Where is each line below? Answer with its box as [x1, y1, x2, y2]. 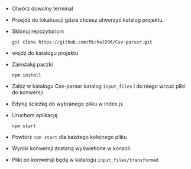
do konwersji [11, 89, 43, 96]
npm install [11, 72, 41, 78]
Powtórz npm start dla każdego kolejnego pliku [11, 134, 127, 140]
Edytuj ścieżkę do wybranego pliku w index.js [11, 100, 123, 107]
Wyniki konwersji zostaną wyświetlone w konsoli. [11, 145, 132, 152]
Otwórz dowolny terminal [11, 5, 73, 12]
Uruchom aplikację [11, 112, 58, 118]
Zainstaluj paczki [11, 61, 53, 68]
